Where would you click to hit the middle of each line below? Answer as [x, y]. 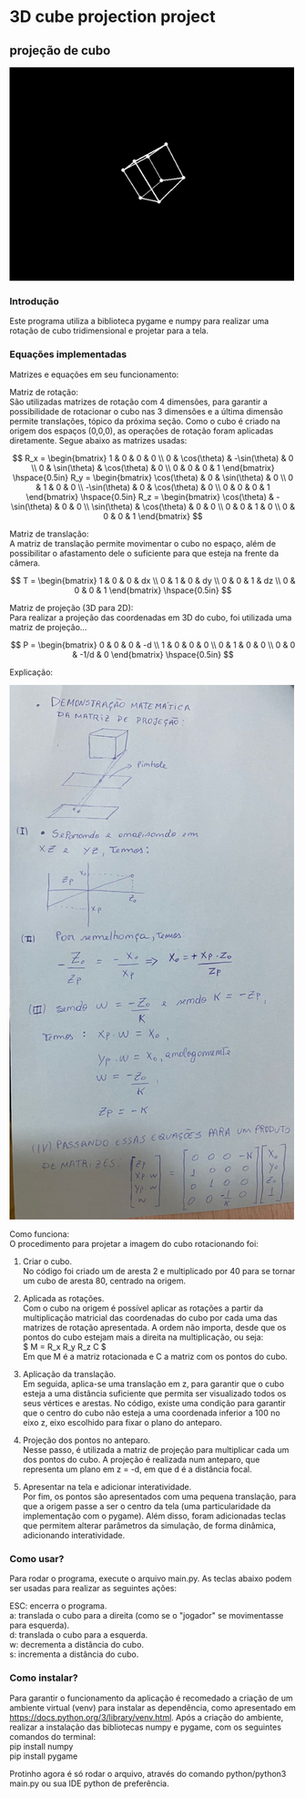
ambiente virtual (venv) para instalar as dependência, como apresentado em [152, 1707]
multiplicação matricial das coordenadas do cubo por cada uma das [150, 1318]
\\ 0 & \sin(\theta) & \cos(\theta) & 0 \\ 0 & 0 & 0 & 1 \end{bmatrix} [153, 467]
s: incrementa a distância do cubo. [74, 1654]
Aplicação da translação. [69, 1374]
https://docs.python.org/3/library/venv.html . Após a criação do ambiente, [147, 1717]
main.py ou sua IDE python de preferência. [90, 1783]
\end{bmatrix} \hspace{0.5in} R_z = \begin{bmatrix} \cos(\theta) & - [153, 496]
